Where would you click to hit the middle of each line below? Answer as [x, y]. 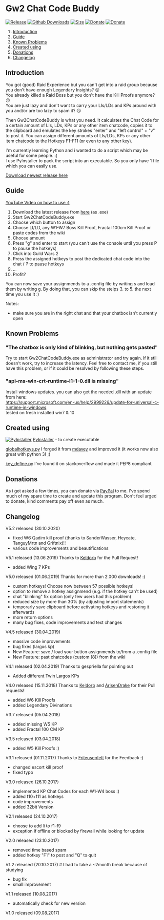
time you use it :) [22, 294]
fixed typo [23, 772]
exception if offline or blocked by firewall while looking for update [78, 831]
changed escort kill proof [38, 767]
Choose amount [29, 238]
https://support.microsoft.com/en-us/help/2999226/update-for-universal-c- [82, 402]
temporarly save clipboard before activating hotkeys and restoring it [81, 607]
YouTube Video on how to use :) [38, 202]
